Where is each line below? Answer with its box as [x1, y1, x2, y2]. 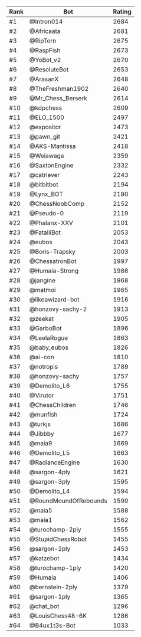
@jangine [29, 277, 56, 284]
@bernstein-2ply [29, 583, 78, 591]
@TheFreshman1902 [29, 85, 89, 93]
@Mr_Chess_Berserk [29, 94, 87, 102]
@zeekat [29, 315, 54, 323]
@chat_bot [29, 602, 60, 610]
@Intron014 [29, 18, 63, 25]
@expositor [29, 123, 61, 131]
